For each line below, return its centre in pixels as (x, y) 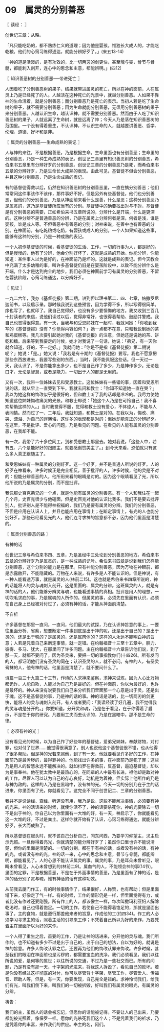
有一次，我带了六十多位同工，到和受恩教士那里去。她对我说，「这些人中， (79, 441)
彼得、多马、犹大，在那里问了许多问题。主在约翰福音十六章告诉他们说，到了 (82, 649)
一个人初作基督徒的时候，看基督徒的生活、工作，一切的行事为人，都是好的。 (82, 247)
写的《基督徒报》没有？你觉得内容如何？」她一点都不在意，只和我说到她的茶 (82, 329)
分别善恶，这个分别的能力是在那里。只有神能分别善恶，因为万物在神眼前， (80, 567)
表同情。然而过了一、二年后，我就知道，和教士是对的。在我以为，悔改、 (78, 412)
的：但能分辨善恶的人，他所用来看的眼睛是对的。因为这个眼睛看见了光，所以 (82, 476)
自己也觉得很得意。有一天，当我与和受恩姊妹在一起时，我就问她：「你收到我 (81, 323)
